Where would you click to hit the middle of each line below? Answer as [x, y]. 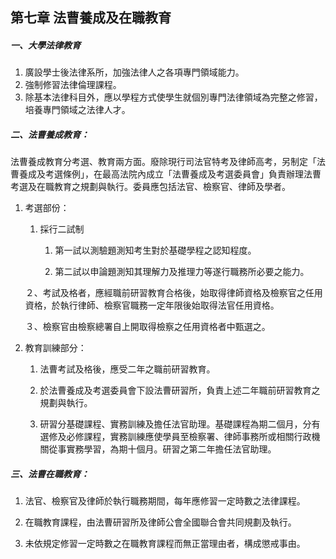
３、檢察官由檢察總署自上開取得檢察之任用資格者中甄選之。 [147, 327]
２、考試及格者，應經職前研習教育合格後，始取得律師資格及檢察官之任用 [173, 293]
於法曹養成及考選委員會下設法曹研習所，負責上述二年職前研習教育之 [180, 390]
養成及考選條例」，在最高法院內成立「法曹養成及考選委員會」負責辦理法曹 [170, 174]
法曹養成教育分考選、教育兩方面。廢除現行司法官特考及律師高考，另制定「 [163, 162]
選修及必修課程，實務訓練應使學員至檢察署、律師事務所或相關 [167, 437]
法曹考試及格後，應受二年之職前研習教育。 [127, 369]
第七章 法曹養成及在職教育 [91, 18]
